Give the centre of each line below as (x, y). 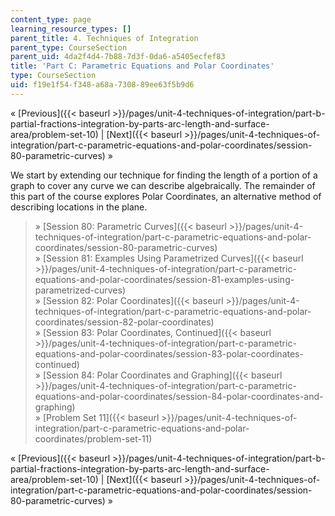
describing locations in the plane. (79, 207)
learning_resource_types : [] (71, 29)
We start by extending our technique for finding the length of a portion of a (164, 175)
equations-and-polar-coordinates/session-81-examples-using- (164, 279)
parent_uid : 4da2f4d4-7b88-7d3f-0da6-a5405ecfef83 (118, 57)
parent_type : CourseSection (69, 47)
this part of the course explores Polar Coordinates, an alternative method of (166, 196)
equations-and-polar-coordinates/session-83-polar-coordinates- (169, 353)
